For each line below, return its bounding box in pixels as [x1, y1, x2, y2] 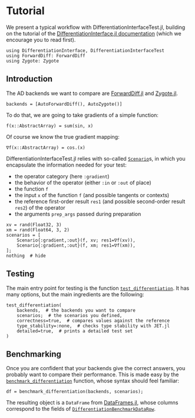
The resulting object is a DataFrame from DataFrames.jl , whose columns [6, 399, 179, 406]
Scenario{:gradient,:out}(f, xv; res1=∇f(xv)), [16, 237, 135, 243]
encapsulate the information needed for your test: [6, 161, 127, 168]
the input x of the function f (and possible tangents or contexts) [14, 191, 170, 198]
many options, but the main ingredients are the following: [6, 290, 144, 298]
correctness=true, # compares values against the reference [16, 318, 170, 324]
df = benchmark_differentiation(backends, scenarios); [6, 388, 144, 395]
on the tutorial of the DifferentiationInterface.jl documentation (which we [6, 30, 181, 37]
